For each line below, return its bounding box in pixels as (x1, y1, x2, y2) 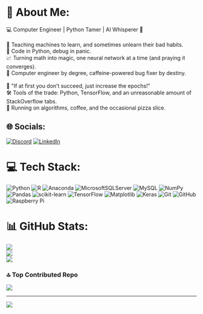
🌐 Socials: (6, 122, 46, 132)
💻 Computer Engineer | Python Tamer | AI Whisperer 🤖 (6, 25, 144, 33)
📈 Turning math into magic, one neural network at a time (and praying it (6, 54, 185, 61)
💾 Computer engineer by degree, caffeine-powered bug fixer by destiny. (6, 69, 186, 76)
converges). (6, 63, 36, 70)
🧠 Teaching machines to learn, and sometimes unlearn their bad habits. (6, 41, 184, 48)
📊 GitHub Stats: (6, 219, 89, 233)
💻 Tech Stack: (6, 160, 81, 174)
